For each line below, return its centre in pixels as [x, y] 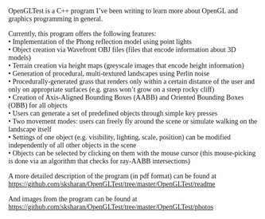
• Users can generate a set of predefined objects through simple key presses [113, 113]
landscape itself [30, 129]
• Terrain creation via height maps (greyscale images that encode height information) [126, 66]
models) [20, 58]
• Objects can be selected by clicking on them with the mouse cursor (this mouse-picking [132, 153]
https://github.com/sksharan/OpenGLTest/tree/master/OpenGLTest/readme [112, 184]
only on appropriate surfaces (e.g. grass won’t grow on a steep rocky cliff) [111, 90]
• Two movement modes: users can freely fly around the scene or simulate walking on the [133, 121]
